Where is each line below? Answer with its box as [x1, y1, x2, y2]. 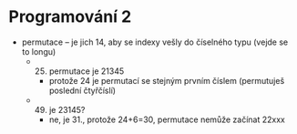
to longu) [21, 46, 56, 57]
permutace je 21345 [48, 66, 125, 77]
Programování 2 [8, 6, 132, 27]
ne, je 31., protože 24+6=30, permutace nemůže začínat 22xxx [48, 114, 286, 125]
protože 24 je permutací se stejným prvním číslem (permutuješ [48, 75, 285, 86]
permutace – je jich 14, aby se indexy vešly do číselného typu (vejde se [21, 36, 289, 47]
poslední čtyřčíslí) [48, 85, 116, 96]
